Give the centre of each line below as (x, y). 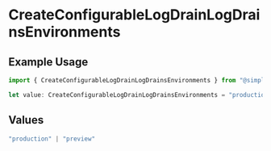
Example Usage (48, 62)
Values (26, 120)
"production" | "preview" (52, 139)
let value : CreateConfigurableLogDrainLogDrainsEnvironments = (117, 94)
